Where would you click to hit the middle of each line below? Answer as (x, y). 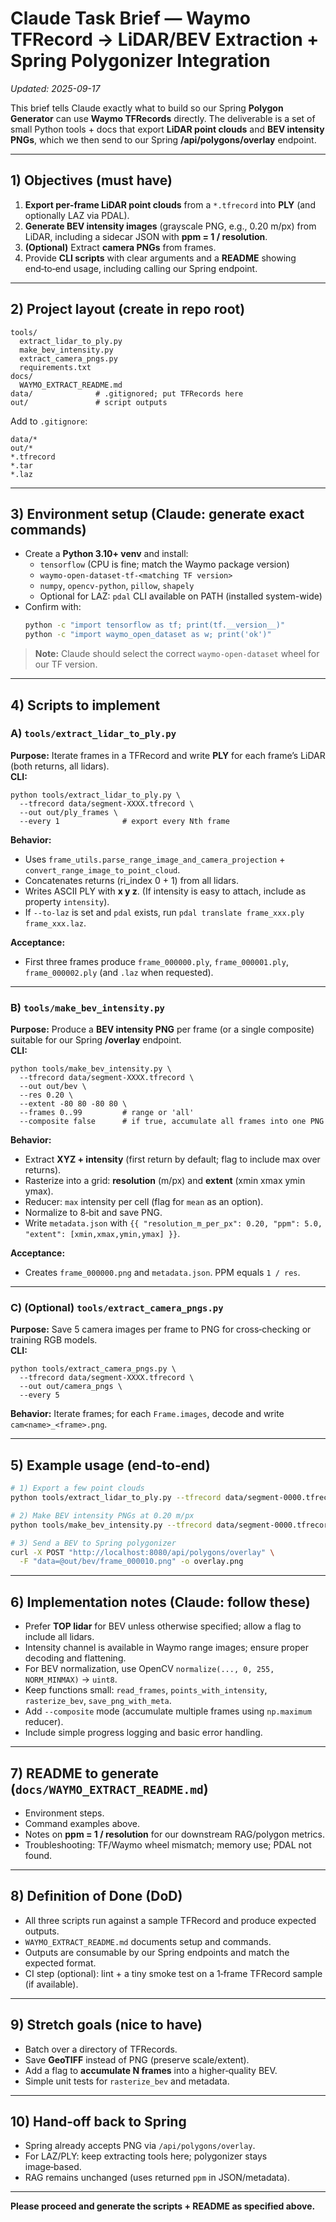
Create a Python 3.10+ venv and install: (106, 554)
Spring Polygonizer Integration (140, 61)
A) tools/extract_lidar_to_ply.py (93, 734)
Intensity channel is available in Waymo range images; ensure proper (167, 1648)
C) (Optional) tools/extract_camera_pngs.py (117, 1308)
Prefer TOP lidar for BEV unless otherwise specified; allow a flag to (163, 1626)
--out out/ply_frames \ (68, 812)
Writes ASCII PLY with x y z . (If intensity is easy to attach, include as (165, 891)
